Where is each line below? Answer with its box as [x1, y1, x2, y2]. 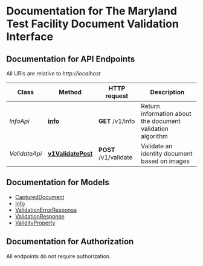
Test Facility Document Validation [6, 17, 179, 31]
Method [59, 88, 82, 96]
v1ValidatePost [47, 150, 93, 157]
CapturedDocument [14, 193, 65, 200]
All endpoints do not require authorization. [6, 252, 111, 260]
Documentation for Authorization [6, 236, 134, 247]
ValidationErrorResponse [14, 206, 77, 214]
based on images [141, 157, 190, 165]
